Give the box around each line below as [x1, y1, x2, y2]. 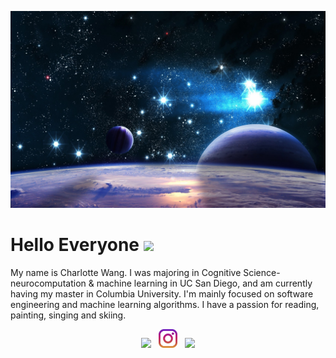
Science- [243, 266, 281, 278]
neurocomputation [10, 277, 87, 289]
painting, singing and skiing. [10, 309, 127, 321]
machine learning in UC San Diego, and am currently [96, 277, 313, 289]
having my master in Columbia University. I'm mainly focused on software [10, 287, 314, 300]
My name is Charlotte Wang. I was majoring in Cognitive [10, 266, 242, 278]
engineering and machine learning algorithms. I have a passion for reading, [10, 298, 320, 310]
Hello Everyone [10, 234, 140, 256]
